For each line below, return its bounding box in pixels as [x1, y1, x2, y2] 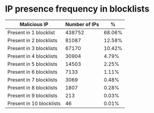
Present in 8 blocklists [7, 84, 58, 91]
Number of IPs [65, 21, 99, 28]
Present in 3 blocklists [7, 45, 58, 51]
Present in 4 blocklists [7, 52, 58, 59]
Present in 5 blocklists [7, 61, 58, 67]
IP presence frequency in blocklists [5, 3, 150, 15]
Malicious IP [19, 21, 49, 28]
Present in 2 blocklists [7, 37, 58, 44]
